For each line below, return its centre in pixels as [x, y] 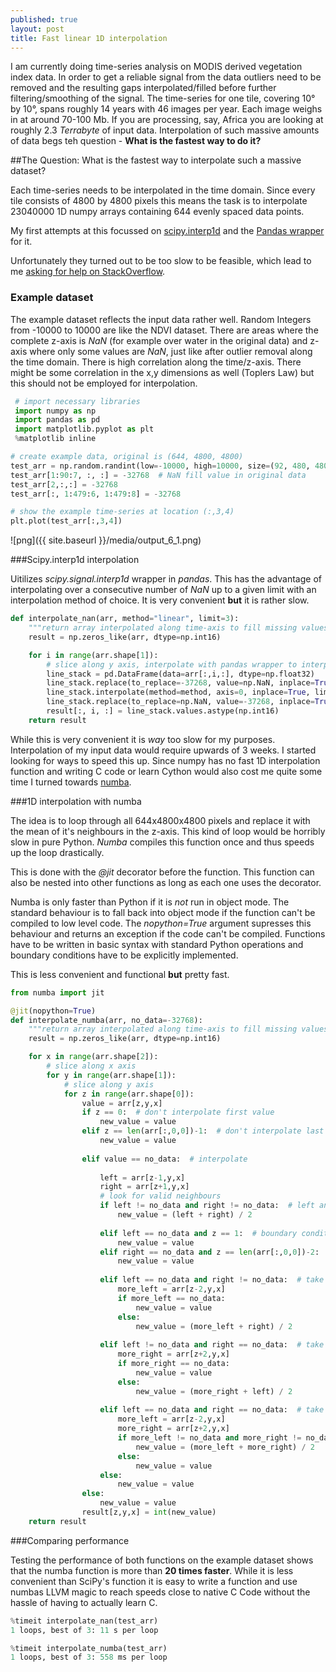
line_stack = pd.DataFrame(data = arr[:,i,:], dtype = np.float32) [180, 674]
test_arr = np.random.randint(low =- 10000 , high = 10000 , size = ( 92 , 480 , [160, 466]
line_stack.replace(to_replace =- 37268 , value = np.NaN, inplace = [180, 683]
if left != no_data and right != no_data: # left [207, 1206]
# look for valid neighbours [160, 1196]
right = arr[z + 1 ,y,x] [144, 1187]
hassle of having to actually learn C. [84, 1602]
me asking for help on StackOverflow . [88, 272]
